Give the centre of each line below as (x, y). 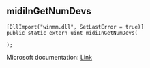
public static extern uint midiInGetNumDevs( (72, 33)
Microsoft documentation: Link (49, 57)
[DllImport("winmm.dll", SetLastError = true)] (75, 27)
